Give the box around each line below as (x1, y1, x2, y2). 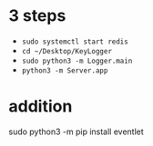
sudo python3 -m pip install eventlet (8, 126, 145, 137)
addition (8, 96, 73, 117)
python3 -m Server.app (21, 65, 108, 75)
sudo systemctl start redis (21, 37, 128, 46)
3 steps (8, 5, 66, 26)
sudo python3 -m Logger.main (21, 56, 133, 65)
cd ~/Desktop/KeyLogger (21, 46, 113, 55)
